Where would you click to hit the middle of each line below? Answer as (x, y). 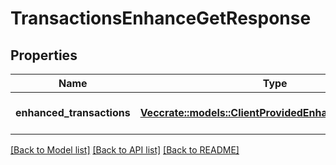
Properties (44, 55)
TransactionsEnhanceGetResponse (161, 18)
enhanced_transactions (73, 112)
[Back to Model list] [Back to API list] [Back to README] (125, 150)
